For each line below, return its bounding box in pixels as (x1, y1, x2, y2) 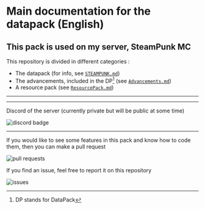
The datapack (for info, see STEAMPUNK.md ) (15, 70, 120, 77)
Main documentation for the (6, 4, 151, 18)
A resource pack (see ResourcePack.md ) (15, 84, 114, 91)
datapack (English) (6, 17, 104, 31)
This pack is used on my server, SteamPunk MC (6, 42, 191, 52)
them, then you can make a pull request (6, 142, 106, 150)
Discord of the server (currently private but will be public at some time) (6, 107, 185, 114)
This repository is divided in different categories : (6, 58, 130, 65)
